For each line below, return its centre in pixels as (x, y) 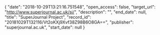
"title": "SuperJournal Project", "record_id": (48, 17)
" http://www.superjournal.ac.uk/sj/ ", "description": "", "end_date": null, (76, 12)
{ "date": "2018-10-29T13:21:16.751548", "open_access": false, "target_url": (80, 7)
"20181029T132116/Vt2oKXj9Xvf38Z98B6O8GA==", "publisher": (69, 22)
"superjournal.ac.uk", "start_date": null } (45, 27)
